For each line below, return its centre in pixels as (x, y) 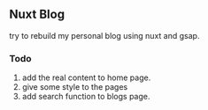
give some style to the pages (75, 87)
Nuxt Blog (37, 15)
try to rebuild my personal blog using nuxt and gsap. (104, 35)
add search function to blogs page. (86, 97)
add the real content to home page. (86, 77)
